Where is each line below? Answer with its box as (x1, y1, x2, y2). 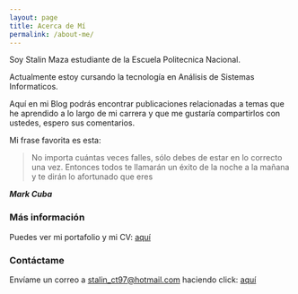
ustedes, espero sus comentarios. (9, 117, 136, 128)
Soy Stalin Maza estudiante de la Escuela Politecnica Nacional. (9, 55, 241, 65)
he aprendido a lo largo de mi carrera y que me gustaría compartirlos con (9, 108, 281, 119)
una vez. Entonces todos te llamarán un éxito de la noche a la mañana (31, 162, 290, 173)
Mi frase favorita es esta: (9, 135, 101, 146)
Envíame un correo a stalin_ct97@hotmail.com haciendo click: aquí (9, 274, 257, 285)
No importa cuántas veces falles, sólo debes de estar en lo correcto (31, 152, 283, 163)
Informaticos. (9, 82, 58, 92)
